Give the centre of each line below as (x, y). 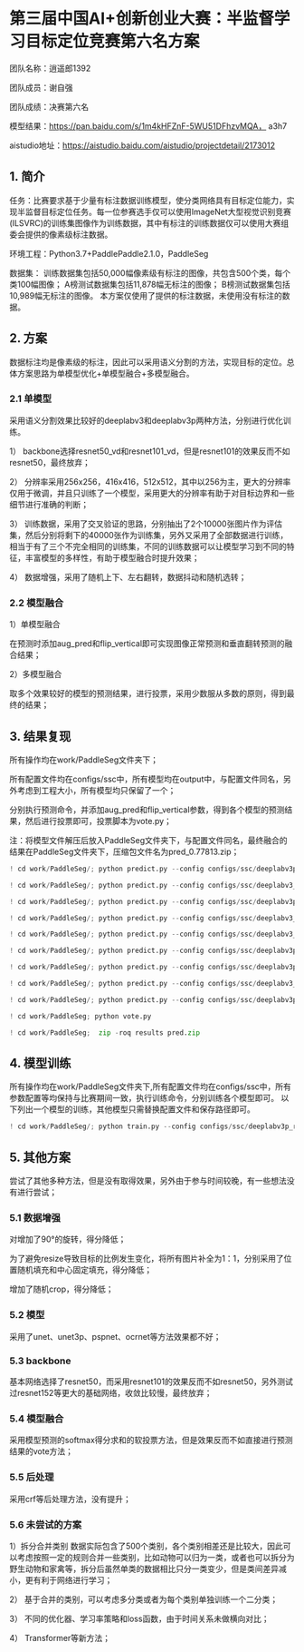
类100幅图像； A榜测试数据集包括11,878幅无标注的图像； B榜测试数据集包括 (150, 284)
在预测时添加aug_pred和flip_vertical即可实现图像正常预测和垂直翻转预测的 (147, 644)
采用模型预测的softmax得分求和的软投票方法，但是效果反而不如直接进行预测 (151, 1441)
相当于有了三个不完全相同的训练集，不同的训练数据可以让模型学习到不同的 (148, 546)
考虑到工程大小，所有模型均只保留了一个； (96, 790)
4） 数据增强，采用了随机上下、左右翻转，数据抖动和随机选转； (128, 576)
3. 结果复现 (40, 736)
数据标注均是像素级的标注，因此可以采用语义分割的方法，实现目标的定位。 (148, 362)
